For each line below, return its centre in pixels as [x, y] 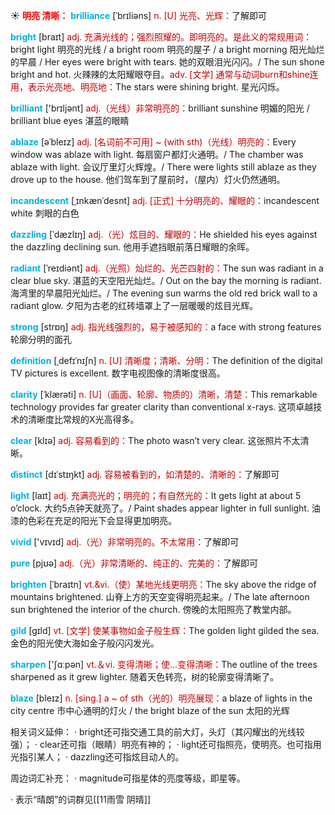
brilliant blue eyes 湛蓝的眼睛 [70, 120]
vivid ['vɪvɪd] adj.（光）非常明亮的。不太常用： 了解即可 [125, 542]
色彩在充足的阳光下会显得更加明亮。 [102, 520]
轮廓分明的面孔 [41, 339]
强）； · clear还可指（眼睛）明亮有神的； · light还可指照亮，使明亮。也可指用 [166, 744]
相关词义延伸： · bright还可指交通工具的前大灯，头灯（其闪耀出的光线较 [157, 732]
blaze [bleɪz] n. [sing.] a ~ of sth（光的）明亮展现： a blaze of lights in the [161, 698]
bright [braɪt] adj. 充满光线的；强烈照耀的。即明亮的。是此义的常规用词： [161, 37]
